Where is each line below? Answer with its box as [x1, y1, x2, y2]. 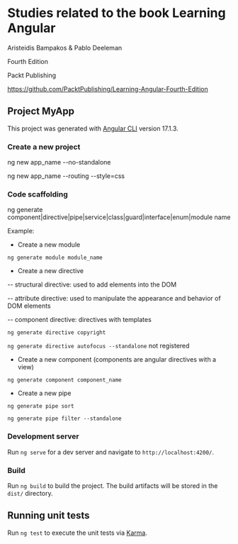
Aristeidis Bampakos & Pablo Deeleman [7, 43, 123, 52]
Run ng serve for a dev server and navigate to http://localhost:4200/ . [7, 448, 215, 456]
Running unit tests [7, 509, 90, 522]
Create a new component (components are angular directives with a [17, 355, 217, 364]
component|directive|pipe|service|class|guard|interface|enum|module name [7, 213, 231, 221]
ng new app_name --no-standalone [7, 158, 111, 167]
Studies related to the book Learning [7, 5, 226, 21]
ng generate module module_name [7, 254, 103, 262]
